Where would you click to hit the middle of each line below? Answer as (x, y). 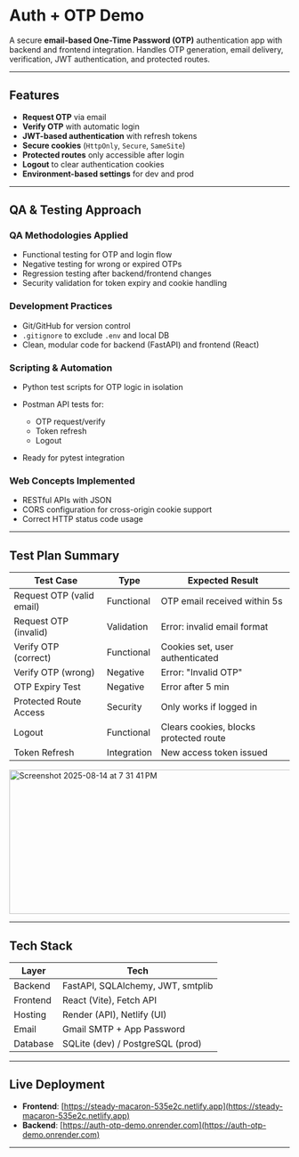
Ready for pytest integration (73, 458)
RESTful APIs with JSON (67, 501)
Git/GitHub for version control (76, 325)
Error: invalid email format (214, 627)
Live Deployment (57, 1084)
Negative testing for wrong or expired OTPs (102, 265)
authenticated (190, 658)
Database (34, 1043)
